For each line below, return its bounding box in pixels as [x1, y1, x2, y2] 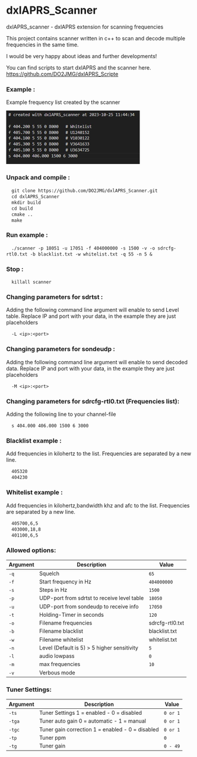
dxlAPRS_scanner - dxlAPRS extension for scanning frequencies [6, 23, 164, 30]
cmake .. [11, 212, 33, 217]
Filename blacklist [39, 627, 84, 635]
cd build [11, 206, 33, 212]
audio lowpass [39, 652, 75, 660]
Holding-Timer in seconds [39, 611, 104, 618]
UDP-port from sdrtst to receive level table [39, 595, 144, 602]
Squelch [39, 570, 60, 577]
